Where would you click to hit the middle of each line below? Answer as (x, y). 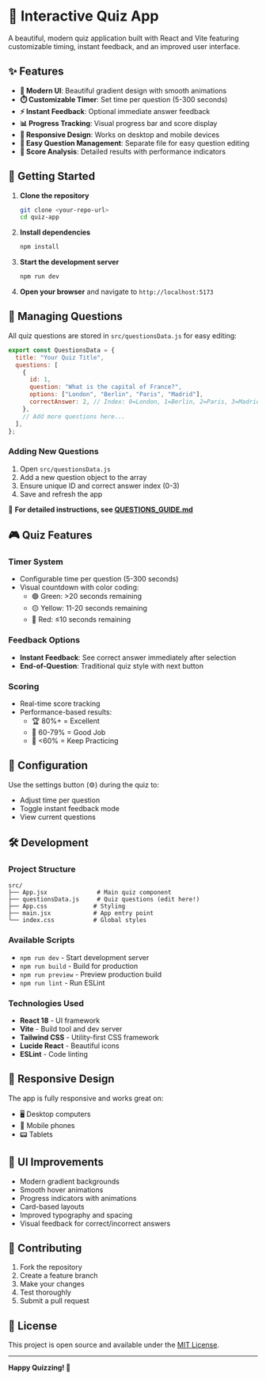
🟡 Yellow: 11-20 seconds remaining (89, 608)
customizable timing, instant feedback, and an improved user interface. (124, 46)
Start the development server (69, 262)
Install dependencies (55, 232)
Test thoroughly (45, 1292)
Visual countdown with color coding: (79, 587)
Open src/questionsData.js (65, 469)
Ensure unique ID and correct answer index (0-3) (99, 486)
